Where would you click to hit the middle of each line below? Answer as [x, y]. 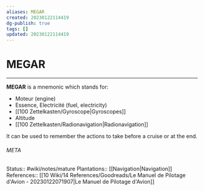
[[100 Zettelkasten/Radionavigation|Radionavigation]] [82, 124]
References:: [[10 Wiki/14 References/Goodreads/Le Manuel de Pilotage [96, 175]
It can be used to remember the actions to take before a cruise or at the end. [102, 136]
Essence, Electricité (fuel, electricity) [61, 105]
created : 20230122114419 [38, 18]
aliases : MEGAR [25, 12]
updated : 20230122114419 [38, 35]
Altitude [25, 118]
